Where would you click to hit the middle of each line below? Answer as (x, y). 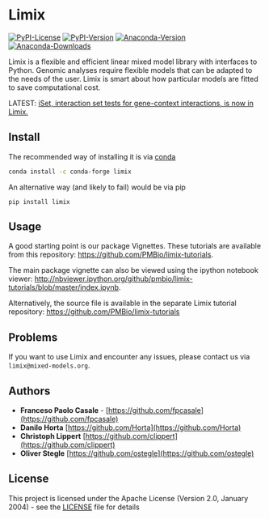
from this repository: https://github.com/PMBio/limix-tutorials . (111, 255)
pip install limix (39, 202)
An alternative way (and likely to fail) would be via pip (97, 187)
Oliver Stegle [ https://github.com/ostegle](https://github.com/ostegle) (137, 453)
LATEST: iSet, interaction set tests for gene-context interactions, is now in (131, 103)
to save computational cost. (55, 87)
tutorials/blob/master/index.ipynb (64, 287)
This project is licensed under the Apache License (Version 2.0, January (128, 498)
